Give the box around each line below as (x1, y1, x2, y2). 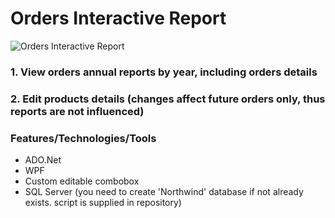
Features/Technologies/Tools (10, 131, 157, 145)
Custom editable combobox (24, 175, 140, 187)
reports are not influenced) (10, 104, 145, 118)
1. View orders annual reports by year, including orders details (10, 65, 318, 79)
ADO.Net (24, 154, 62, 166)
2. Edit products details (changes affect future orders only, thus (10, 92, 326, 106)
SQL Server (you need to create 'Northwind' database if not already (24, 186, 304, 198)
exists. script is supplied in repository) (24, 197, 182, 209)
